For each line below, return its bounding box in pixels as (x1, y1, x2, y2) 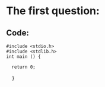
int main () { (6, 54, 42, 60)
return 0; (11, 64, 36, 70)
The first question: (6, 4, 100, 18)
